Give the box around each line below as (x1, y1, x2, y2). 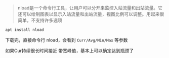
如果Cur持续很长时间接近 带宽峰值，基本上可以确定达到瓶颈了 (5, 47, 134, 53)
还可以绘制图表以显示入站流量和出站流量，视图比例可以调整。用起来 (17, 11, 160, 17)
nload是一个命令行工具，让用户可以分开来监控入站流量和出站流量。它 (17, 5, 163, 10)
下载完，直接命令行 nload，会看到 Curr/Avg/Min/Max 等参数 (5, 37, 128, 43)
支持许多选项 (35, 17, 62, 23)
